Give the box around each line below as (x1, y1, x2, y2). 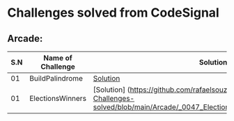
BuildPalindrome (29, 74, 84, 83)
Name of (43, 54, 73, 63)
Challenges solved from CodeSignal (7, 5, 219, 21)
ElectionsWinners (29, 94, 87, 103)
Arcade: (7, 33, 43, 45)
